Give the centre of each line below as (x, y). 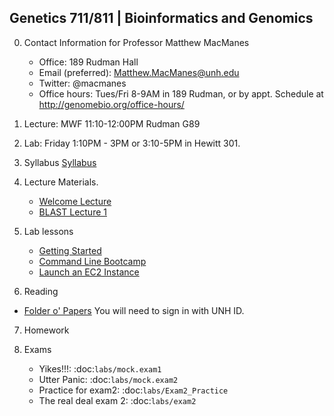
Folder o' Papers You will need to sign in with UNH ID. (134, 310)
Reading (41, 291)
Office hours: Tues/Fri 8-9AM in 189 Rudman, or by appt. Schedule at (181, 93)
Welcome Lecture (75, 201)
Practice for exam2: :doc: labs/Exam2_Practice (133, 390)
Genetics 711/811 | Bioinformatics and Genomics (161, 18)
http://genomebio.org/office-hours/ (111, 104)
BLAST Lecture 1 (72, 212)
